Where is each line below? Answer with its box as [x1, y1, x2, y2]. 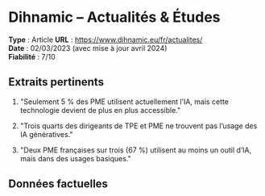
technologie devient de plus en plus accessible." [19, 105, 181, 115]
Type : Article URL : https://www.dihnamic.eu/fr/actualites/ [8, 35, 203, 44]
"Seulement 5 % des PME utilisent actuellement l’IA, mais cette [19, 97, 230, 106]
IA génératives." [19, 129, 73, 139]
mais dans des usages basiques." [19, 153, 131, 163]
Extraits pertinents [8, 75, 105, 89]
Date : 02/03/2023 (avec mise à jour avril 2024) [8, 43, 168, 52]
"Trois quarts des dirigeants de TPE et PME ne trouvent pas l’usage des [19, 121, 258, 131]
